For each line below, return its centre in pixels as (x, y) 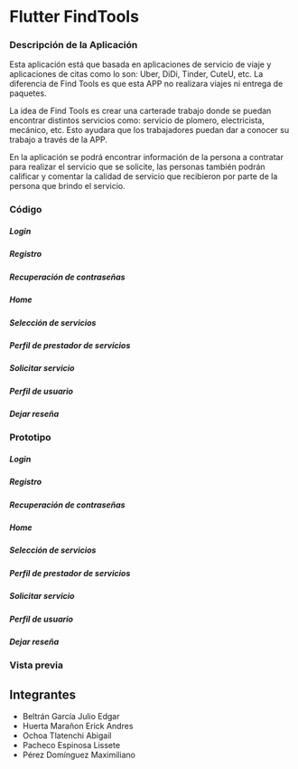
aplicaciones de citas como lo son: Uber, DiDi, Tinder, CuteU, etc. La (136, 74)
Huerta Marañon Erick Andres (78, 726)
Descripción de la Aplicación (74, 45)
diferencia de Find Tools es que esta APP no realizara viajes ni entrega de (146, 84)
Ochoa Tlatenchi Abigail (67, 736)
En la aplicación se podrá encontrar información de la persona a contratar (147, 157)
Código (26, 210)
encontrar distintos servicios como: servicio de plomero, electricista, (137, 120)
